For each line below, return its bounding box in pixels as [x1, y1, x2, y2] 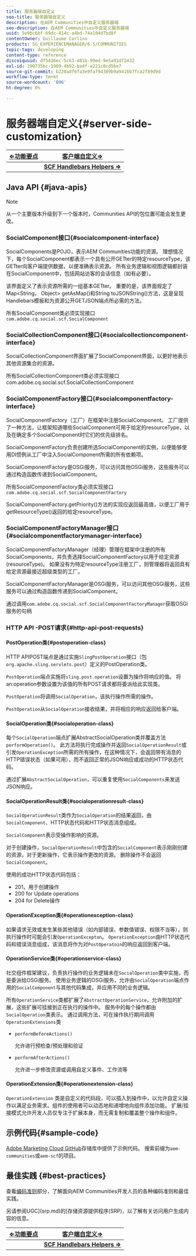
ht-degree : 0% [6, 85, 41, 91]
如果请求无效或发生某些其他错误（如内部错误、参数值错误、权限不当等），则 [6, 926, 188, 933]
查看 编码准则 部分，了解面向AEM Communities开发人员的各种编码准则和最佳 [6, 1187, 189, 1194]
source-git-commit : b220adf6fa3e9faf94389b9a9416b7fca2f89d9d [6, 69, 161, 74]
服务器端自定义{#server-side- [6, 117, 152, 131]
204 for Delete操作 [14, 897, 60, 904]
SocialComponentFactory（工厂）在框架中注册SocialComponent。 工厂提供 [6, 416, 189, 423]
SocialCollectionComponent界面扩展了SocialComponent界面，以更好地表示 [6, 352, 188, 359]
